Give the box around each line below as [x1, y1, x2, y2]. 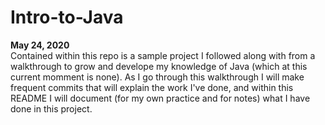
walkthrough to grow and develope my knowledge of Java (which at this [10, 60, 308, 72]
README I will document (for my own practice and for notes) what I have [10, 92, 311, 104]
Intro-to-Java [10, 6, 124, 29]
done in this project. [10, 102, 93, 115]
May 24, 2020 [10, 39, 70, 51]
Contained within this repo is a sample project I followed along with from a [10, 49, 316, 61]
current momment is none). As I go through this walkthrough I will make [10, 71, 305, 83]
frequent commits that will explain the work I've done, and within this [10, 81, 294, 93]
